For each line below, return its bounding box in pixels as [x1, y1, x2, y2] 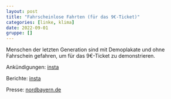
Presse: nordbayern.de [6, 86, 61, 93]
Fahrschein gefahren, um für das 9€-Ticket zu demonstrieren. [6, 52, 155, 59]
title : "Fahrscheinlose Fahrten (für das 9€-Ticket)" [6, 14, 141, 20]
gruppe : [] [6, 30, 33, 36]
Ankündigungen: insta [6, 63, 59, 70]
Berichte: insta [6, 75, 41, 82]
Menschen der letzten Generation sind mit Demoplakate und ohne [6, 46, 165, 53]
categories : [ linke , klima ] [6, 19, 75, 25]
